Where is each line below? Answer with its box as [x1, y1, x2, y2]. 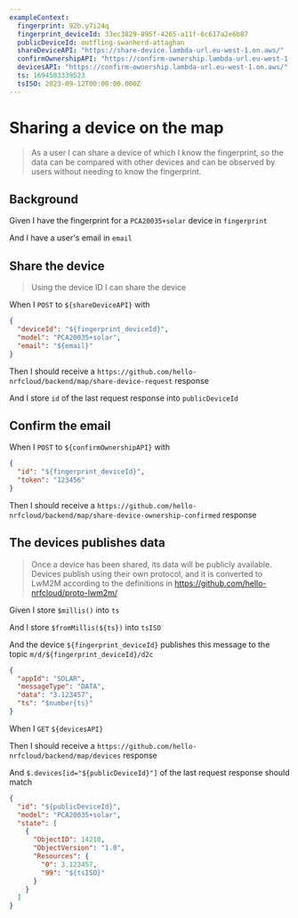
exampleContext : [9, 12, 69, 22]
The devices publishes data [9, 535, 166, 550]
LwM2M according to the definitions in [30, 578, 173, 589]
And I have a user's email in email [9, 232, 133, 243]
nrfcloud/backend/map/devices [9, 751, 122, 760]
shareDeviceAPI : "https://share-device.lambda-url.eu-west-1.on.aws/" [17, 46, 285, 55]
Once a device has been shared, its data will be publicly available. [30, 558, 273, 570]
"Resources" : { [32, 852, 90, 861]
